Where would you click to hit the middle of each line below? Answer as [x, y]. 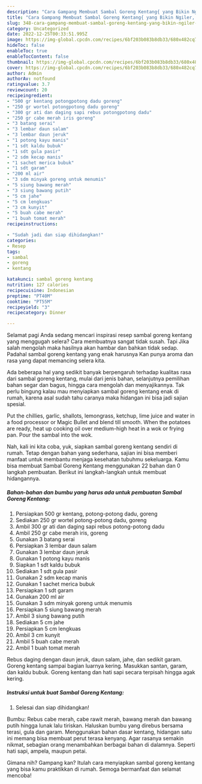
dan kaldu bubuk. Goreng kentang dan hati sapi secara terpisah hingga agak [101, 672]
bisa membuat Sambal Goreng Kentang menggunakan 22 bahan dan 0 [94, 466]
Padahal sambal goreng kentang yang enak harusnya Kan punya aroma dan [100, 354]
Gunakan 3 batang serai [45, 539]
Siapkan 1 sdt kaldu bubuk [48, 565]
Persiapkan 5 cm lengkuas [48, 629]
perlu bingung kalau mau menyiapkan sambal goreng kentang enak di [93, 392]
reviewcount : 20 [27, 90]
